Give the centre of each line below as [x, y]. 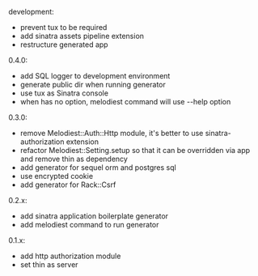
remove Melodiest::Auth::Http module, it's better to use [112, 133]
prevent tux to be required [63, 27]
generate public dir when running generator [93, 85]
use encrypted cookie [57, 176]
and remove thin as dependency [74, 159]
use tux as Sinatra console [64, 93]
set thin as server [49, 265]
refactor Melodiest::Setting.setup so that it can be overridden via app [135, 150]
